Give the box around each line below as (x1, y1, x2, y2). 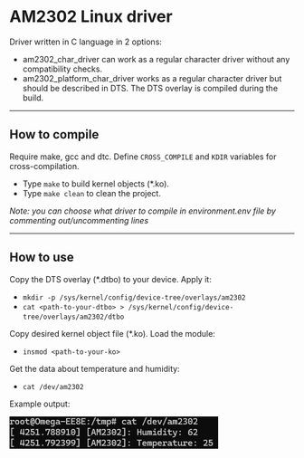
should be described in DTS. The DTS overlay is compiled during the (22, 82, 279, 93)
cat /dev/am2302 (22, 382, 84, 391)
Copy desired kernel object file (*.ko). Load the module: (9, 328, 215, 339)
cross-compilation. (9, 160, 80, 171)
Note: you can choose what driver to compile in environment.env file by (9, 205, 276, 216)
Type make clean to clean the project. (22, 187, 161, 198)
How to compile (9, 127, 100, 142)
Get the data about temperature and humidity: (9, 363, 180, 374)
